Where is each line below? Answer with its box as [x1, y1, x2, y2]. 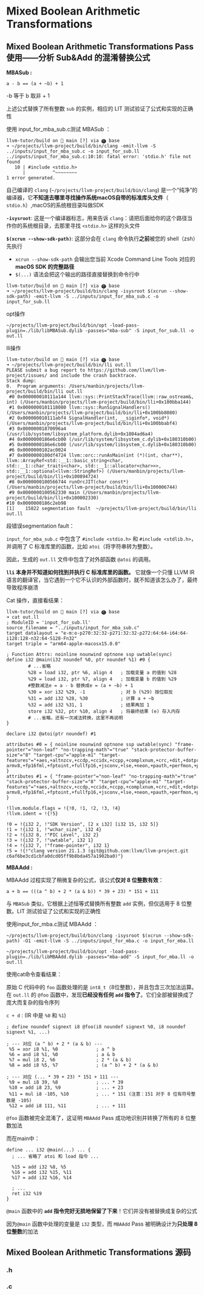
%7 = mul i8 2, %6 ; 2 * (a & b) [8, 1057, 132, 1063]
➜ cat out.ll [6, 614, 39, 620]
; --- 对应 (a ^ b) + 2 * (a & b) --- [6, 1041, 103, 1047]
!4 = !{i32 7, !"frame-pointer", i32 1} [6, 843, 110, 849]
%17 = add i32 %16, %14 [12, 1175, 72, 1181]
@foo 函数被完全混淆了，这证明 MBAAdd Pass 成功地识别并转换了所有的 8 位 [6, 1114, 191, 1121]
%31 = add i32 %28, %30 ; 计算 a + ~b [28, 696, 154, 702]
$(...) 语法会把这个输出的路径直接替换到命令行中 [15, 271, 140, 278]
